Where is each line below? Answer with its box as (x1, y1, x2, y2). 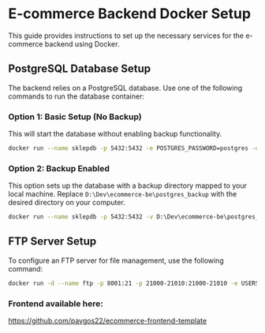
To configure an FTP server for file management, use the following (8, 256, 224, 265)
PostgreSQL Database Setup (8, 62, 151, 76)
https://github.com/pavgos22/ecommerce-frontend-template (8, 316, 207, 326)
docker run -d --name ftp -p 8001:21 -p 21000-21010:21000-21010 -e (8, 279, 238, 287)
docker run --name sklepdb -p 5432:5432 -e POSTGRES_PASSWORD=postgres (8, 144, 248, 152)
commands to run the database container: (8, 92, 144, 101)
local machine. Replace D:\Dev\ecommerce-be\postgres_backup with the (8, 189, 237, 199)
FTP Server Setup (8, 234, 97, 249)
